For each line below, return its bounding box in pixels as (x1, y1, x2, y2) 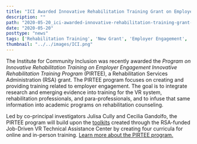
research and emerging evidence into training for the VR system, (6, 89, 162, 96)
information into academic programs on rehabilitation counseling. (6, 101, 164, 108)
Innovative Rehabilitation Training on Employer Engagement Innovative (6, 63, 178, 71)
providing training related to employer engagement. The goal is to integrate (6, 82, 188, 89)
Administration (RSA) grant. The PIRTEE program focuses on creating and (6, 76, 184, 83)
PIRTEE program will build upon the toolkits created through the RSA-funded (6, 119, 191, 126)
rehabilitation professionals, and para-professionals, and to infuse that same (6, 95, 191, 102)
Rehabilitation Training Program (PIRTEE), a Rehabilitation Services (6, 70, 168, 77)
